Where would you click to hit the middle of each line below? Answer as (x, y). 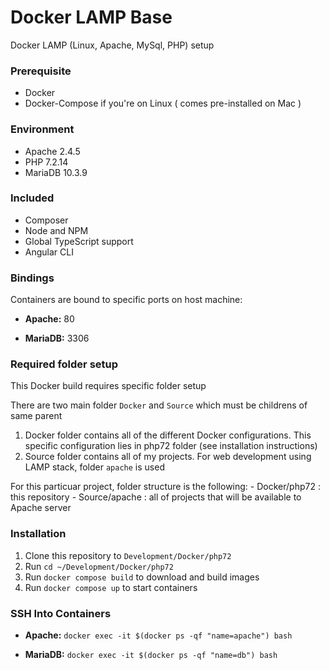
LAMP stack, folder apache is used (94, 467)
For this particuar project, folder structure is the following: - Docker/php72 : (165, 487)
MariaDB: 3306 (57, 338)
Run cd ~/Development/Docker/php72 (99, 566)
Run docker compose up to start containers (111, 587)
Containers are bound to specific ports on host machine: (126, 300)
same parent (36, 416)
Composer (46, 220)
